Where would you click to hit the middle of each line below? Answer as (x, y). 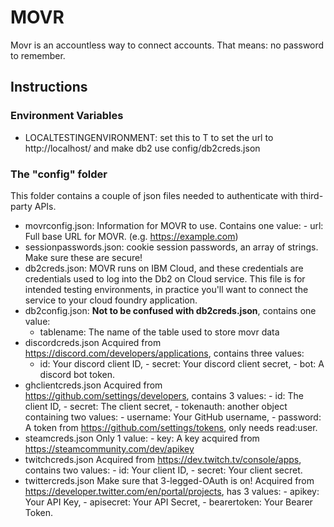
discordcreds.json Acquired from (93, 342)
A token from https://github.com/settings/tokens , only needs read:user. (171, 427)
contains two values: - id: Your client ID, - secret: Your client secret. (163, 470)
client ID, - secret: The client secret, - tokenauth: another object (156, 406)
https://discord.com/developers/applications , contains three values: (164, 353)
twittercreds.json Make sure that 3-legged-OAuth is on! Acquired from (169, 480)
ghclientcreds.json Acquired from (93, 385)
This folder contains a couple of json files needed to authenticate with (154, 195)
